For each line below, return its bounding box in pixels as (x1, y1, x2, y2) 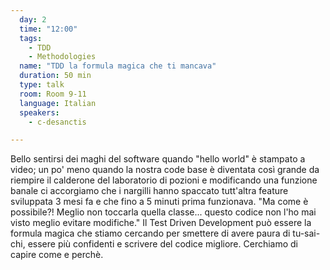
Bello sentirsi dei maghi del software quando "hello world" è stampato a (10, 153, 306, 165)
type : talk (19, 80, 65, 90)
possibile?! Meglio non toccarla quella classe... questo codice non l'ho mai (10, 206, 317, 218)
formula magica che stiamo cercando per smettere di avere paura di (10, 227, 291, 240)
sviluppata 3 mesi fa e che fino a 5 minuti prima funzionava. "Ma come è (10, 196, 309, 208)
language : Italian (19, 98, 97, 108)
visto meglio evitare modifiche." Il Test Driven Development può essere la (10, 217, 312, 229)
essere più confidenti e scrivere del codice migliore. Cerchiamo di (27, 238, 299, 250)
